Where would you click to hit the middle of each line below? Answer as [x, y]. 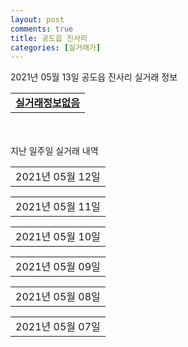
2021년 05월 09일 [58, 267]
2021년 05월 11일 [58, 207]
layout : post [37, 19]
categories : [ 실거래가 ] [56, 47]
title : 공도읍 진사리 [49, 38]
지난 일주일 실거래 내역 [54, 151]
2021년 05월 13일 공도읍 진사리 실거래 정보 [94, 77]
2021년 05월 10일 [58, 237]
